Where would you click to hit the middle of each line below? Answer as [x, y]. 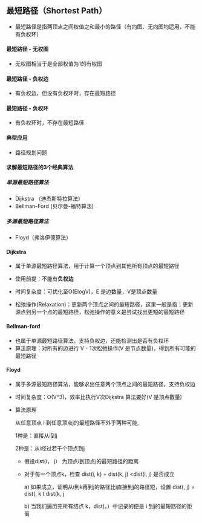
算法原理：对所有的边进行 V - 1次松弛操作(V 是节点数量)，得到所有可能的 [106, 348]
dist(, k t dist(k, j [44, 493]
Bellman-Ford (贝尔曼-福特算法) [54, 206]
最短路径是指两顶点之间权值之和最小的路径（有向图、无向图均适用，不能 [105, 27]
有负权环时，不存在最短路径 [50, 123]
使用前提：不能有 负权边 [44, 279]
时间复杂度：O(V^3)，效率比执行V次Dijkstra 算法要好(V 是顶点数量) [99, 397]
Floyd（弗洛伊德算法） [43, 238]
